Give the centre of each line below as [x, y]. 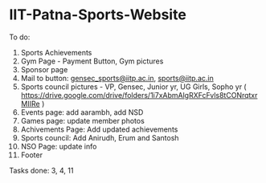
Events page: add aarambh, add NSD [82, 112]
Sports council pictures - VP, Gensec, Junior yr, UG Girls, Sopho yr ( [134, 87]
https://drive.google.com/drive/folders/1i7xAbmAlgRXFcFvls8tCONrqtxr [139, 95]
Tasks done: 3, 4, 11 [41, 170]
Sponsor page [44, 69]
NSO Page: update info [59, 146]
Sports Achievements [56, 52]
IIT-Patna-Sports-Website [98, 15]
